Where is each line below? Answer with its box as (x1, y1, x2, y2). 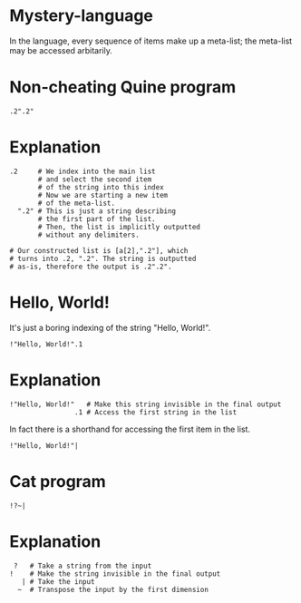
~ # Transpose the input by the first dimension (17, 585, 209, 594)
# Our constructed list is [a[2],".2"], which (9, 246, 189, 255)
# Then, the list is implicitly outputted (37, 222, 201, 231)
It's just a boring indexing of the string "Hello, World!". (9, 322, 211, 333)
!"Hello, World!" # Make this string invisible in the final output (9, 400, 282, 409)
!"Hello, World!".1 (9, 339, 83, 349)
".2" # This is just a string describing (17, 206, 177, 216)
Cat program (9, 471, 106, 491)
